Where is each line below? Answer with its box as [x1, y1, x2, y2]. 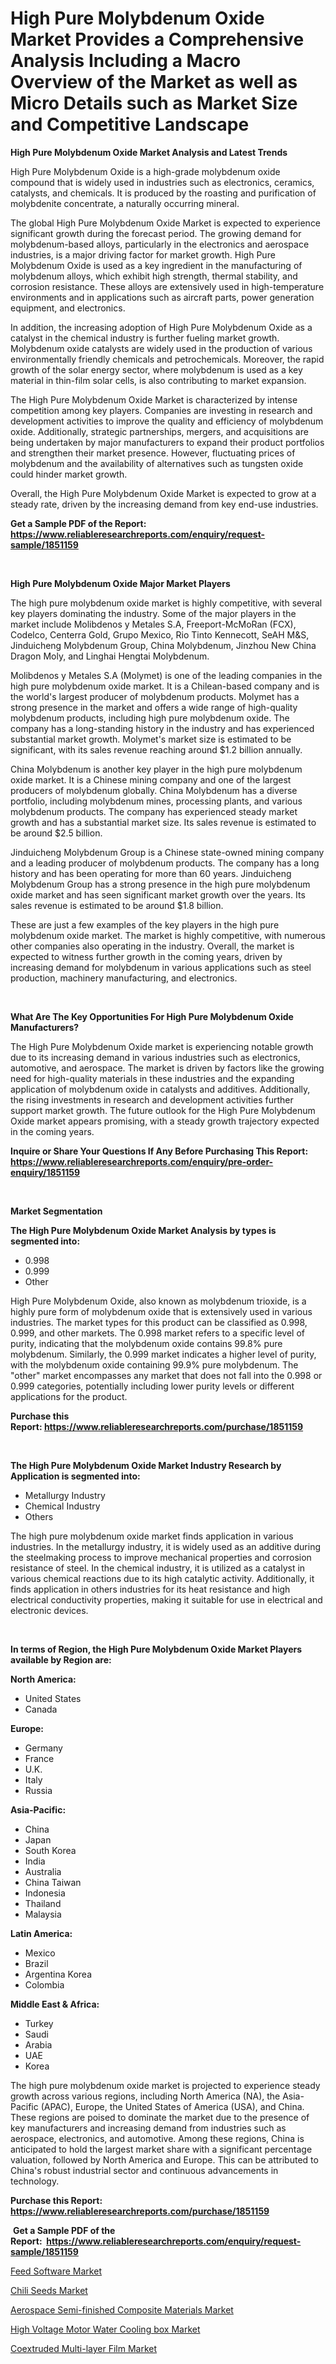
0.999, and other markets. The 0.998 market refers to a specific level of [10, 1327, 306, 1339]
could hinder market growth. [10, 468, 128, 480]
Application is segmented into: [10, 1470, 141, 1482]
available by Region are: [10, 1653, 112, 1666]
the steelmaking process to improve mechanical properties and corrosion [10, 1551, 312, 1563]
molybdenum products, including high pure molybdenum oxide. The [10, 712, 290, 724]
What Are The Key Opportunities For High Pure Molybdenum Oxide [10, 1010, 294, 1022]
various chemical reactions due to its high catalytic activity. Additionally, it [10, 1572, 315, 1584]
